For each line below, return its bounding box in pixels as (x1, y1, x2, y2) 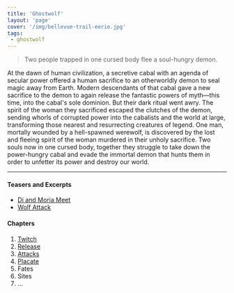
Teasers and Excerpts (7, 180, 72, 188)
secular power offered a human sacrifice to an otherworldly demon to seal (7, 76, 220, 84)
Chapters (7, 219, 35, 227)
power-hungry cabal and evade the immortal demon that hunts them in (7, 151, 210, 159)
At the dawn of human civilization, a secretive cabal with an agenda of (7, 69, 209, 77)
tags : (7, 29, 23, 37)
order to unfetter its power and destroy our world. (7, 158, 150, 166)
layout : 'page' (7, 17, 52, 24)
